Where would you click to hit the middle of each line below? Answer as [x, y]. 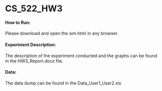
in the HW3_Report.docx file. [34, 61]
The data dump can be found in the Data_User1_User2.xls [63, 83]
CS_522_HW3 [34, 9]
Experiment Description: [31, 44]
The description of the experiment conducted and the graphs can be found [81, 56]
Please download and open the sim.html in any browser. [62, 33]
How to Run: [18, 22]
